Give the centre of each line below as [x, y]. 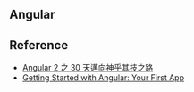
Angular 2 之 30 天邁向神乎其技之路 [88, 68]
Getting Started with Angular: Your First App [103, 78]
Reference [39, 45]
